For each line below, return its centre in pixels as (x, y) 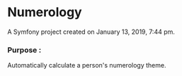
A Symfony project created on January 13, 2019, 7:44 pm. (91, 32)
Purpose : (24, 50)
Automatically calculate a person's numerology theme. (87, 65)
